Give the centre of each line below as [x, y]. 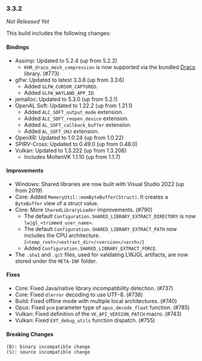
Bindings [17, 47]
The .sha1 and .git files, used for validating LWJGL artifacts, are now [101, 254]
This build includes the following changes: [58, 33]
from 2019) [29, 190]
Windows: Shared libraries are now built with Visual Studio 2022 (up [99, 184]
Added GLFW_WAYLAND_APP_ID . [59, 92]
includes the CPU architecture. [62, 235]
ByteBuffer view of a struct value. [57, 203]
